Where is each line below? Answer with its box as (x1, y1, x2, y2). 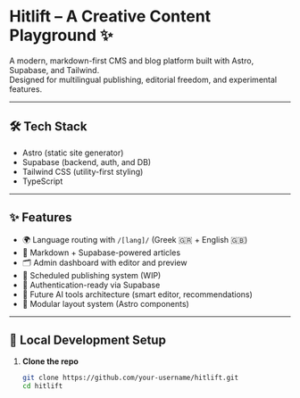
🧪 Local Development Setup (9, 332, 167, 347)
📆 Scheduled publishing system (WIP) (21, 269, 162, 280)
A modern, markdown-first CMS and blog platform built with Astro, (9, 55, 254, 66)
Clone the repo (21, 356, 79, 367)
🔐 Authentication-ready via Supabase (21, 279, 161, 290)
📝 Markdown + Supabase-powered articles (21, 247, 181, 258)
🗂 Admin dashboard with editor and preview (21, 257, 187, 268)
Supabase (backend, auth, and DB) (21, 156, 152, 167)
